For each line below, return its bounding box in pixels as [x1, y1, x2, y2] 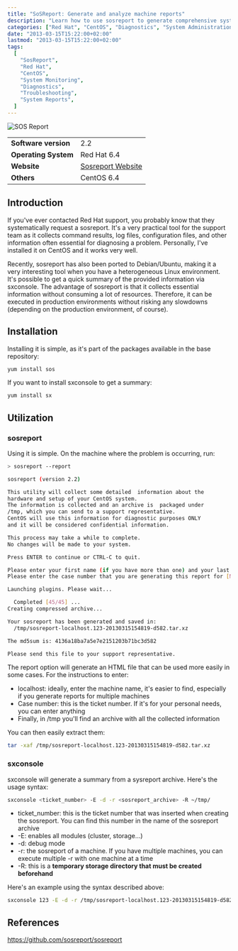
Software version [11, 138, 71, 148]
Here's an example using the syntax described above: [7, 883, 164, 891]
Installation [7, 326, 58, 338]
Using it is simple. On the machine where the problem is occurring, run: [7, 449, 215, 458]
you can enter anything [17, 707, 86, 715]
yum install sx [7, 392, 52, 400]
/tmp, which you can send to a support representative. [7, 508, 176, 515]
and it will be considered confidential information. [7, 522, 170, 529]
